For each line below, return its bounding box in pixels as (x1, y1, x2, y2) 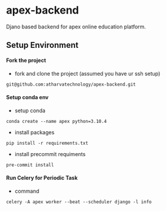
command (14, 187, 40, 194)
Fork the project (6, 57, 46, 64)
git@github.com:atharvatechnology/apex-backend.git (6, 81, 136, 87)
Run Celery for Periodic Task (6, 174, 78, 181)
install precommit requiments (14, 150, 86, 157)
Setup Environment (6, 40, 79, 50)
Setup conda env (6, 94, 49, 101)
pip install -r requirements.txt (6, 140, 89, 146)
